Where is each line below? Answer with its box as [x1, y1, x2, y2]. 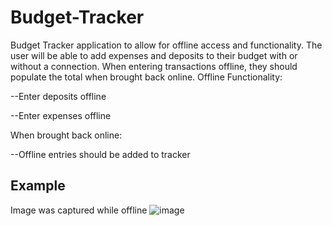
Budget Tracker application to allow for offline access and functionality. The [10, 39, 323, 51]
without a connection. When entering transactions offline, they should [10, 60, 298, 72]
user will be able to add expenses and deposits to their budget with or [10, 49, 298, 61]
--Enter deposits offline [10, 90, 107, 102]
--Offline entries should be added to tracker [10, 148, 191, 160]
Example [10, 177, 66, 195]
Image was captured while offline [10, 204, 148, 216]
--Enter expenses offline [10, 109, 112, 121]
